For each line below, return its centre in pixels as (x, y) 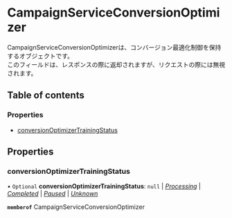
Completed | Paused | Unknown (53, 194)
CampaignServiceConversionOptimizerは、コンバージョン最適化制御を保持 (114, 47)
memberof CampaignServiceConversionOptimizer (76, 207)
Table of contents (46, 96)
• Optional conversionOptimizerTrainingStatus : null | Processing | (104, 186)
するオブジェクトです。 (41, 56)
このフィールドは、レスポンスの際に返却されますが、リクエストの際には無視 (116, 64)
